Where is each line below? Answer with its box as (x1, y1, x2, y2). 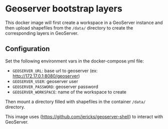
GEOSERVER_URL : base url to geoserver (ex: (12, 67, 98, 73)
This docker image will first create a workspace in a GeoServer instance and (5, 19, 163, 25)
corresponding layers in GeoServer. (5, 30, 79, 36)
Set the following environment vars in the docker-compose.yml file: (5, 58, 144, 64)
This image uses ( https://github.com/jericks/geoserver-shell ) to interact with (5, 113, 163, 119)
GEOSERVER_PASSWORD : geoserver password (12, 83, 99, 89)
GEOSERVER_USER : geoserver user (12, 78, 79, 84)
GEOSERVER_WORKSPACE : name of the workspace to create (12, 88, 127, 95)
